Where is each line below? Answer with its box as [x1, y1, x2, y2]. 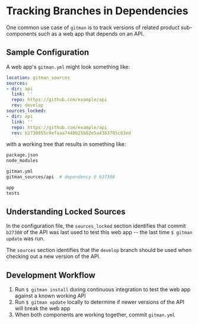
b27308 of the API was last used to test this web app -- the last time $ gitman [6, 229, 193, 236]
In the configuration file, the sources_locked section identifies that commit [6, 222, 186, 229]
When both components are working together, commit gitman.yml [14, 311, 175, 319]
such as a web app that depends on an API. [38, 30, 144, 37]
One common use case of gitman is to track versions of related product [6, 24, 180, 31]
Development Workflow [6, 270, 96, 280]
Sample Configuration [6, 48, 90, 58]
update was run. [6, 235, 45, 242]
